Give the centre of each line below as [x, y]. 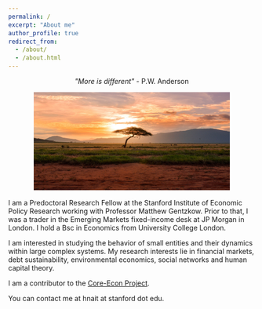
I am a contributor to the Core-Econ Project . [79, 283]
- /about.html [38, 58]
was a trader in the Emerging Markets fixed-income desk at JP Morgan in [126, 219]
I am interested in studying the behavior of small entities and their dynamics [131, 243]
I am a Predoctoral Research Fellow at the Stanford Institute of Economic [126, 203]
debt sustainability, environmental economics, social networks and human [127, 260]
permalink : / [29, 16]
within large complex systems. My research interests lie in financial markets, [131, 251]
